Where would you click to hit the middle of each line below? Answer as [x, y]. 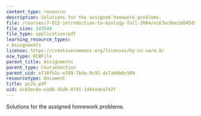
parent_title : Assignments [40, 62]
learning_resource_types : [38, 39]
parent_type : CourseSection [41, 67]
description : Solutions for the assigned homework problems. [84, 17]
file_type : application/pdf [41, 34]
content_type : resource [36, 12]
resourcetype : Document [36, 78]
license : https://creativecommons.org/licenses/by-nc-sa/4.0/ [85, 51]
